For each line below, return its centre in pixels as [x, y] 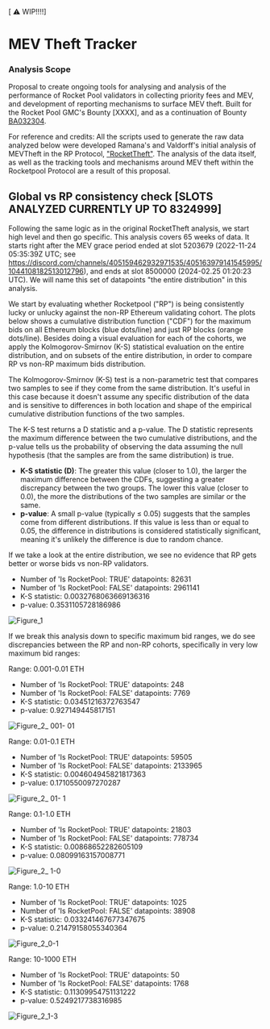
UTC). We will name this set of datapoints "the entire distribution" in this [128, 280]
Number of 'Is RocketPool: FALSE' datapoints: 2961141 [110, 588]
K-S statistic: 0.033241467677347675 [83, 919]
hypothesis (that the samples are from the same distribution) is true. [121, 456]
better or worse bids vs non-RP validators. [79, 564]
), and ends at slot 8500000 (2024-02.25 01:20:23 [168, 271]
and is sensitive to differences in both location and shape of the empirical [130, 406]
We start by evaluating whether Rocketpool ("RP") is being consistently [126, 304]
